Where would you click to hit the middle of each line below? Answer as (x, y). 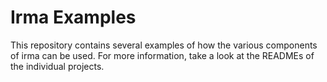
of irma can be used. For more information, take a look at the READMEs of (162, 55)
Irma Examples (73, 17)
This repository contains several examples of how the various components (164, 45)
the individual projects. (57, 66)
